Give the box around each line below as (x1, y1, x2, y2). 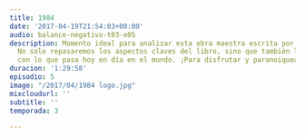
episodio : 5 (9, 73, 54, 82)
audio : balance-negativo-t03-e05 (9, 30, 136, 39)
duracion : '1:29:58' (9, 64, 88, 73)
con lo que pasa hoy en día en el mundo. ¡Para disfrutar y (17, 55, 250, 64)
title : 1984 (9, 13, 54, 23)
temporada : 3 (9, 106, 59, 115)
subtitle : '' (9, 97, 59, 107)
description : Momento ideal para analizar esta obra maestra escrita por (9, 38, 295, 48)
